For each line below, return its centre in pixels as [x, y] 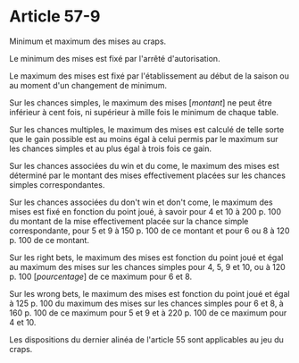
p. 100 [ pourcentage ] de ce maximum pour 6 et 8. [101, 276]
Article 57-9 [55, 17]
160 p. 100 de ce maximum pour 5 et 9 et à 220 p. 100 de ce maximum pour [148, 312]
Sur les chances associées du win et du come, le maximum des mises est [144, 165]
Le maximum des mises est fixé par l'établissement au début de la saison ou [149, 76]
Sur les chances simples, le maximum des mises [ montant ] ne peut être [141, 102]
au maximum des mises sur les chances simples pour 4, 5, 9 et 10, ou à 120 [147, 266]
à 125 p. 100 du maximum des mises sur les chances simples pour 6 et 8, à [146, 303]
